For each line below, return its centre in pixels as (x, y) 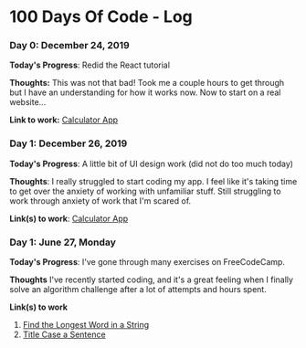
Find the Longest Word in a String (86, 325)
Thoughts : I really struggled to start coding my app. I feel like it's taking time (153, 181)
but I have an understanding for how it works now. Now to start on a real (145, 92)
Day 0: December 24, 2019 (69, 46)
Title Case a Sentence (64, 334)
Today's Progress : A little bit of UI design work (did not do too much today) (152, 163)
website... (28, 102)
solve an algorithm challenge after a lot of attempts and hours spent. (138, 290)
